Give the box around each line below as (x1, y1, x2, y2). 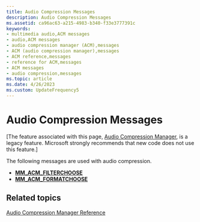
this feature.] (6, 146, 38, 153)
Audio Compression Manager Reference (6, 209, 106, 216)
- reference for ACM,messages (6, 59, 82, 65)
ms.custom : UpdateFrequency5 (6, 87, 79, 93)
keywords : (6, 25, 31, 32)
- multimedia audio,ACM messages (6, 31, 90, 37)
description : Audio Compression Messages (6, 14, 112, 20)
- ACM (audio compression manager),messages (6, 48, 120, 54)
